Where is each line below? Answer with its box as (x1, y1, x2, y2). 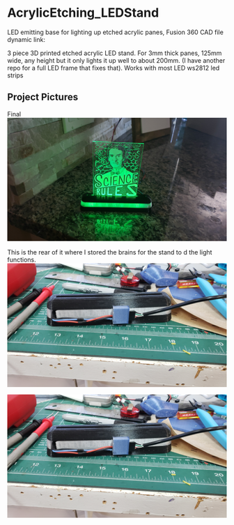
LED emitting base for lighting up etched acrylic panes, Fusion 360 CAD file (7, 28, 224, 36)
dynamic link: (7, 35, 46, 43)
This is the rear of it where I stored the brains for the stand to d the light (7, 248, 212, 257)
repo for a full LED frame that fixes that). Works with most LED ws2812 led (7, 63, 220, 72)
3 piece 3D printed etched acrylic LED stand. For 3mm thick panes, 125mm (7, 49, 222, 57)
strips (7, 71, 24, 79)
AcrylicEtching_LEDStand (7, 5, 159, 21)
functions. (7, 256, 36, 264)
